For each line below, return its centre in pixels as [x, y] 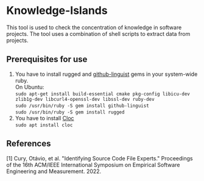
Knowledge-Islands [57, 11]
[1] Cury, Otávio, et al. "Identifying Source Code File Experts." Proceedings [100, 158]
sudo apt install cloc [44, 125]
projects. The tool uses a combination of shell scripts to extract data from [98, 33]
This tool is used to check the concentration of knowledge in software [94, 27]
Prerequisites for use [47, 59]
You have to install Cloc [44, 118]
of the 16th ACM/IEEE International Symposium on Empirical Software [93, 165]
